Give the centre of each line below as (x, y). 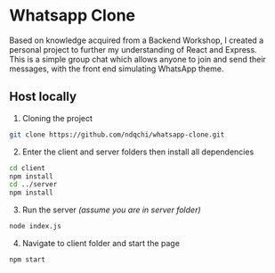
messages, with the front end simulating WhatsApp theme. (117, 69)
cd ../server (33, 185)
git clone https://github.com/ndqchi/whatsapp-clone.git (117, 135)
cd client (28, 168)
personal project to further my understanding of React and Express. (133, 49)
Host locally (43, 97)
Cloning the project (57, 118)
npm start (28, 260)
